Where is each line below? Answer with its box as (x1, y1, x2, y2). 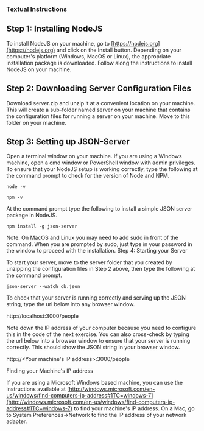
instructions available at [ (6, 385, 69, 393)
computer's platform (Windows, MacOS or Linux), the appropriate (6, 52, 171, 60)
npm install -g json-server (6, 223, 78, 230)
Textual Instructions (6, 5, 67, 13)
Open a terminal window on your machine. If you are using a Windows (6, 153, 182, 160)
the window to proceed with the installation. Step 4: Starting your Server (6, 247, 188, 254)
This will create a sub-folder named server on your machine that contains (6, 106, 191, 113)
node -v (6, 184, 26, 190)
